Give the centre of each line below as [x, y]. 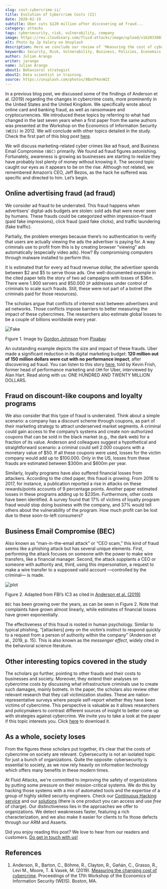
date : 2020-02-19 [23, 19]
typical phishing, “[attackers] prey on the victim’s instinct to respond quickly [83, 630]
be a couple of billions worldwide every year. [51, 319]
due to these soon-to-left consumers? [44, 515]
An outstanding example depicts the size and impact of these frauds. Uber [81, 348]
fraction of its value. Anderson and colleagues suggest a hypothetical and [81, 442]
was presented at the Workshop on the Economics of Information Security [81, 125]
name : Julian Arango [27, 65]
